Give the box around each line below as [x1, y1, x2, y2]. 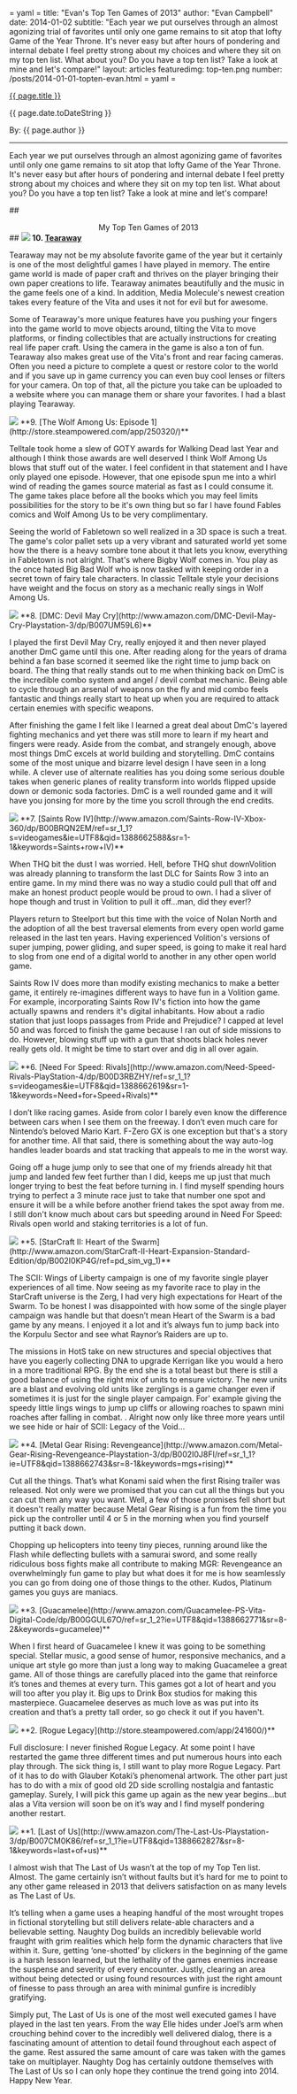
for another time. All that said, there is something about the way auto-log [9, 1136, 274, 1145]
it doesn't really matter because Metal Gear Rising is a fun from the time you [9, 1504, 287, 1514]
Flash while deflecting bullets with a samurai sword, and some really [9, 1549, 258, 1559]
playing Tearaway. [9, 398, 76, 409]
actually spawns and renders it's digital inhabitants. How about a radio [9, 1006, 265, 1016]
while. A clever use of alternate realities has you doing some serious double [9, 767, 286, 777]
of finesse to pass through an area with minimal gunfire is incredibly [9, 1982, 256, 1993]
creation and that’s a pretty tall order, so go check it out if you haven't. [9, 1707, 265, 1717]
